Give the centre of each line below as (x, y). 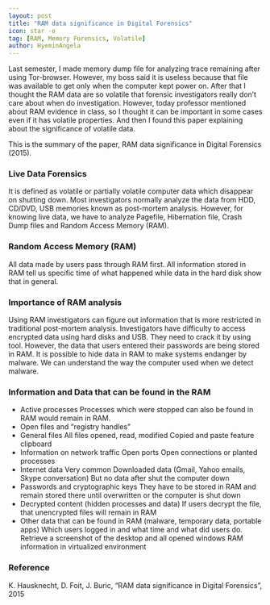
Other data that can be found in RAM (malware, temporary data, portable (141, 521)
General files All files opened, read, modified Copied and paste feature (137, 436)
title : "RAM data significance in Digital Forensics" (101, 23)
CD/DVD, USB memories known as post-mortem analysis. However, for (126, 209)
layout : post (30, 16)
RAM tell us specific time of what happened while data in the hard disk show (135, 273)
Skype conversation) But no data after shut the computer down (125, 478)
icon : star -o (32, 31)
